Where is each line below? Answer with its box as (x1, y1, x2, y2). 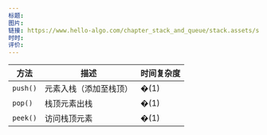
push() (12, 84, 37, 93)
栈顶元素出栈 (45, 98, 93, 110)
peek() (12, 114, 37, 123)
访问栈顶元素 (45, 113, 93, 124)
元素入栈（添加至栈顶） (45, 83, 133, 94)
